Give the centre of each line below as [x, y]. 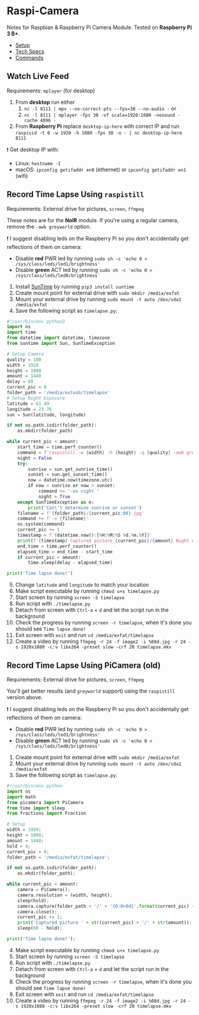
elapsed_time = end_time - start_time [65, 552]
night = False [35, 458]
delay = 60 [20, 382]
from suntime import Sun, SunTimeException [61, 344]
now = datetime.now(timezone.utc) [70, 480]
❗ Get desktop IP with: [33, 149]
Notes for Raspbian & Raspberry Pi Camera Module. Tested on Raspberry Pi [99, 27]
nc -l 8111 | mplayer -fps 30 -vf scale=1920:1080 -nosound [99, 115]
